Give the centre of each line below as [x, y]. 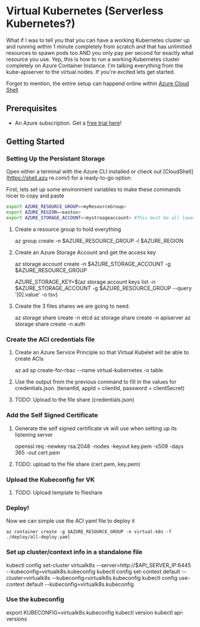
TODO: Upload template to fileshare [59, 492]
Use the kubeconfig [35, 600]
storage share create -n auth [50, 324]
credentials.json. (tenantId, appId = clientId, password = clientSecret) [100, 388]
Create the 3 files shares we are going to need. [72, 306]
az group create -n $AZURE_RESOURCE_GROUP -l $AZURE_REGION [99, 241]
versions [17, 619]
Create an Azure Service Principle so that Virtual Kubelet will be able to [102, 353]
